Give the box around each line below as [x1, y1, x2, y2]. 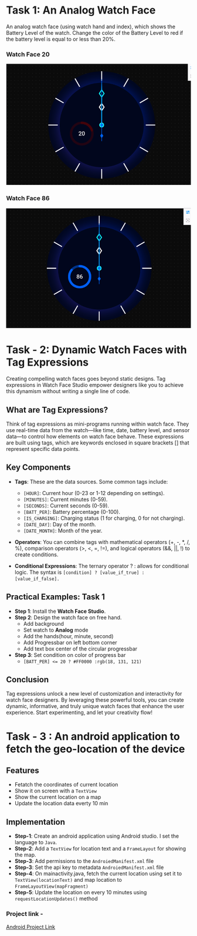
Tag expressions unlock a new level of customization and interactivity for [6, 690, 182, 698]
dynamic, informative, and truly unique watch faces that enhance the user [6, 703, 185, 710]
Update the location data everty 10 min [14, 800, 108, 807]
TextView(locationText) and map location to [14, 877, 122, 884]
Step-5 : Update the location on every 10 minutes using [14, 889, 147, 896]
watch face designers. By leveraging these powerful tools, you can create [6, 696, 185, 703]
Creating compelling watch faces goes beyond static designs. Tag [6, 375, 166, 383]
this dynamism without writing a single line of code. [6, 388, 131, 395]
